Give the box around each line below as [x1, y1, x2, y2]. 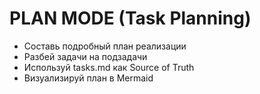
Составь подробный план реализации [23, 40, 187, 52]
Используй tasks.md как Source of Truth [23, 61, 195, 73]
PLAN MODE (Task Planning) [9, 7, 252, 30]
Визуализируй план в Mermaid [23, 72, 154, 84]
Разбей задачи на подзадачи [23, 50, 148, 62]
